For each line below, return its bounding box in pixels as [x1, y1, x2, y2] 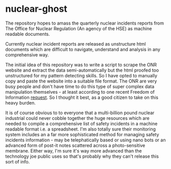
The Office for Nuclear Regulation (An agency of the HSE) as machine [5, 25, 152, 31]
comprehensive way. [5, 52, 50, 58]
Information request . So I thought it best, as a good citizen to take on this [5, 94, 159, 100]
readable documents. [5, 31, 50, 37]
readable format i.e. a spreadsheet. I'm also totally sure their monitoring [5, 126, 156, 132]
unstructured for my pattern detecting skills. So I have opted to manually [5, 72, 157, 78]
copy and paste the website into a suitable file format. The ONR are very [5, 78, 157, 84]
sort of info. [5, 158, 30, 164]
